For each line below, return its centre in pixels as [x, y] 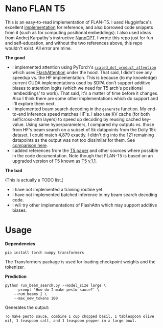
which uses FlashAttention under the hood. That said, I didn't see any [82, 72]
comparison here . [30, 145]
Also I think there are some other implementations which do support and [85, 98]
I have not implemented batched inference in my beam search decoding [85, 195]
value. [18, 124]
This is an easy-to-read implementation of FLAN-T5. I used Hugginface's [78, 22]
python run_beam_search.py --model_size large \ [56, 285]
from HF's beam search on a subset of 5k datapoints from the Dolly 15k [84, 129]
